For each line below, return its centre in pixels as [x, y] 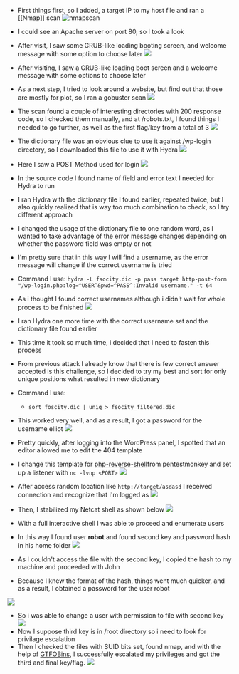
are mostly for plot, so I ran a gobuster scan [82, 98]
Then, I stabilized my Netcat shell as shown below [91, 509]
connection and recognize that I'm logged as [83, 495]
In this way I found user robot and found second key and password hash [124, 537]
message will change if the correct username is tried [95, 265]
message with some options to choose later [81, 75]
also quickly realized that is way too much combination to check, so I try [123, 207]
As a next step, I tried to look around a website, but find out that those [120, 89]
